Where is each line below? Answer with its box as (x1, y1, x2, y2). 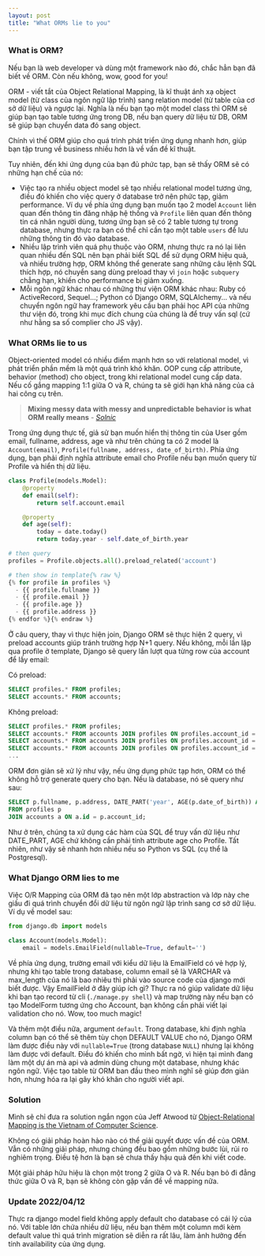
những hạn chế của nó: (8, 168, 84, 177)
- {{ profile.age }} (15, 600, 83, 609)
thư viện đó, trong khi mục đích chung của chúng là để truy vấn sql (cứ (19, 309, 251, 319)
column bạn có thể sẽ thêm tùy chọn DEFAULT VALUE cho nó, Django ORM (8, 1032, 252, 1042)
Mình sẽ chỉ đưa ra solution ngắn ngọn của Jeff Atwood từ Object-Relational (8, 1112, 255, 1122)
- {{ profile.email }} (15, 593, 90, 601)
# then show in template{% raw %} (8, 571, 122, 579)
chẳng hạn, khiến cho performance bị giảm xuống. (19, 275, 184, 285)
